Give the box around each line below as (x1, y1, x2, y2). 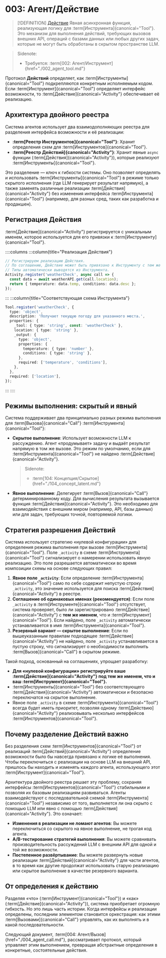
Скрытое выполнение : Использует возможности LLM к (12, 435, 131, 441)
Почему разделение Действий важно (5, 730, 129, 738)
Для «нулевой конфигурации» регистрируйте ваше (12, 668, 126, 674)
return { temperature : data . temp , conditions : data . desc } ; (9, 281, 136, 286)
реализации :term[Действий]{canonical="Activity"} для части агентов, (12, 857, 160, 863)
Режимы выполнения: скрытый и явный (5, 402, 137, 410)
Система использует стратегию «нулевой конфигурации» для (5, 539, 137, 545)
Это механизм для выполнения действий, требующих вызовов (17, 30, 151, 36)
